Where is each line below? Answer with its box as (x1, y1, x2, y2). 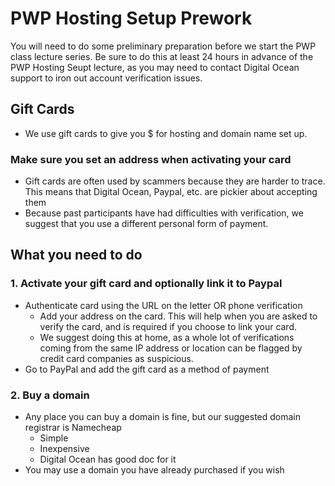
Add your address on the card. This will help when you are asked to (39, 310, 318, 322)
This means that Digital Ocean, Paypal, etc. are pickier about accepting (24, 186, 318, 198)
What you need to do (10, 247, 143, 264)
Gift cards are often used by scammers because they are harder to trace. (24, 175, 326, 187)
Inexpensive (39, 443, 90, 455)
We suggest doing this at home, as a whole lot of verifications (39, 331, 295, 343)
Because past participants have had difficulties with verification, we (24, 207, 304, 219)
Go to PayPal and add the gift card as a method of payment (24, 363, 270, 375)
